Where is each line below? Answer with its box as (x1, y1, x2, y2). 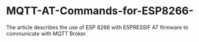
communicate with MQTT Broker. (6, 30, 88, 37)
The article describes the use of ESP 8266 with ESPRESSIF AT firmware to (6, 24, 189, 31)
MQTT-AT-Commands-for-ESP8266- (6, 4, 194, 18)
